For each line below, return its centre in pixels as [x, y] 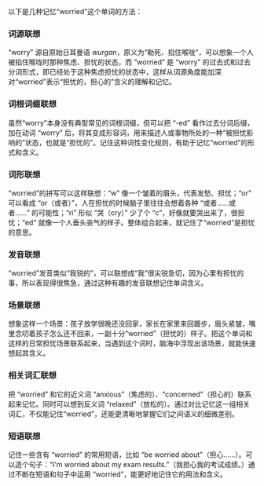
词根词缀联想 [33, 104]
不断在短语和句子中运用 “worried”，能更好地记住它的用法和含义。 [121, 474]
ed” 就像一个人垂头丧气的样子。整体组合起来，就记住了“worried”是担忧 [140, 222]
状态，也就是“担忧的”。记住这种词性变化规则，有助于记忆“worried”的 [136, 142]
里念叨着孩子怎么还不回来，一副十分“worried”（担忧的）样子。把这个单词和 [130, 334]
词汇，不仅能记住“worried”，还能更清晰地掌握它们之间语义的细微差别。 [123, 414]
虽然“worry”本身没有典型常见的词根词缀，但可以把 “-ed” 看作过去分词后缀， [131, 122]
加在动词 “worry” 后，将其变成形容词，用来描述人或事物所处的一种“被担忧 [127, 133]
